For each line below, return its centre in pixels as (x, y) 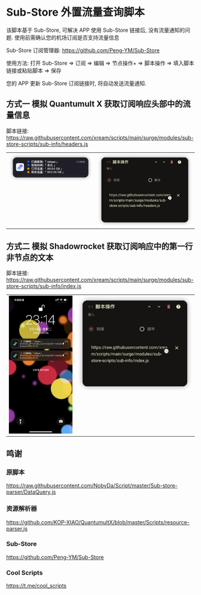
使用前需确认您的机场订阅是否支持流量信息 (67, 37)
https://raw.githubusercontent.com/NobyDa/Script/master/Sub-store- (92, 486)
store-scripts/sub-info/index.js (44, 286)
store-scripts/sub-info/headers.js (47, 144)
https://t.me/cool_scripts (36, 586)
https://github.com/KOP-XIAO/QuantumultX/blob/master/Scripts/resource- (98, 522)
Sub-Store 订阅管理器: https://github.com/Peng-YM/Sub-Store (83, 50)
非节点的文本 (30, 258)
